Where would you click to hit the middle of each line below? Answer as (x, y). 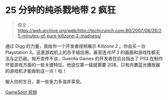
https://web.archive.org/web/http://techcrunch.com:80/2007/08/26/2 (90, 30)
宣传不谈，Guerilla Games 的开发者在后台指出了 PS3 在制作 (101, 58)
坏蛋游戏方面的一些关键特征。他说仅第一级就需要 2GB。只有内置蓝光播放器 (83, 65)
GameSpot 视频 (21, 92)
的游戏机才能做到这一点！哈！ (36, 71)
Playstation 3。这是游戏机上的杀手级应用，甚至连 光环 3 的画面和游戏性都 (80, 52)
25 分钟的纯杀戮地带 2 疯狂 (61, 10)
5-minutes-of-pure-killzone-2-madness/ (59, 36)
